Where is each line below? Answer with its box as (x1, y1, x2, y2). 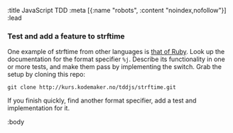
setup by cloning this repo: (7, 70, 86, 79)
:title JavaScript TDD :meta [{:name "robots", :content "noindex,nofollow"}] (7, 6, 227, 14)
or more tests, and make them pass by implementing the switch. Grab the (7, 63, 222, 71)
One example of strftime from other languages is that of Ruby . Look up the (7, 48, 225, 56)
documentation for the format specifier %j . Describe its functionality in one (7, 55, 225, 63)
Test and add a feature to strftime (7, 31, 126, 41)
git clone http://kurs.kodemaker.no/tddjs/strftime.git (7, 84, 176, 91)
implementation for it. (7, 104, 70, 112)
